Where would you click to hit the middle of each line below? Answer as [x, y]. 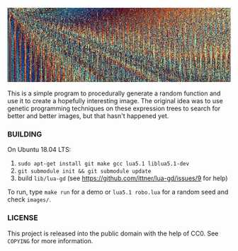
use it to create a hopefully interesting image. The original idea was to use [115, 101]
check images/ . [29, 199]
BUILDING [25, 134]
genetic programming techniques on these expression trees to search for [114, 108]
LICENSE [23, 218]
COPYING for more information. [50, 240]
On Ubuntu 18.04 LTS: [39, 150]
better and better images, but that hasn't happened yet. [88, 116]
